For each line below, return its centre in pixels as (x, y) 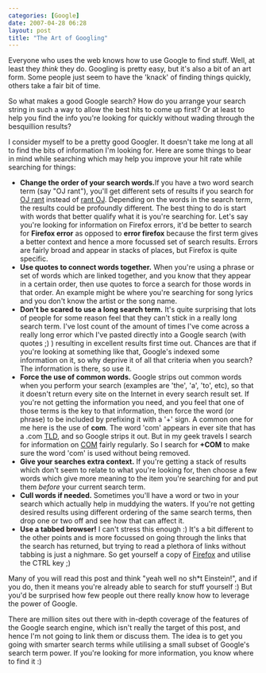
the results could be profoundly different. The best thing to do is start (133, 208)
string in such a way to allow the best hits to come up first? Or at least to (126, 110)
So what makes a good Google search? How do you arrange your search (127, 101)
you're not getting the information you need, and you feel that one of (132, 403)
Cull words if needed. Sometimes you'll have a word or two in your (129, 496)
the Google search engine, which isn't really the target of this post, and (124, 628)
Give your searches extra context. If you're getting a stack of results (133, 461)
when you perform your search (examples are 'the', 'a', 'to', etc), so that (137, 386)
